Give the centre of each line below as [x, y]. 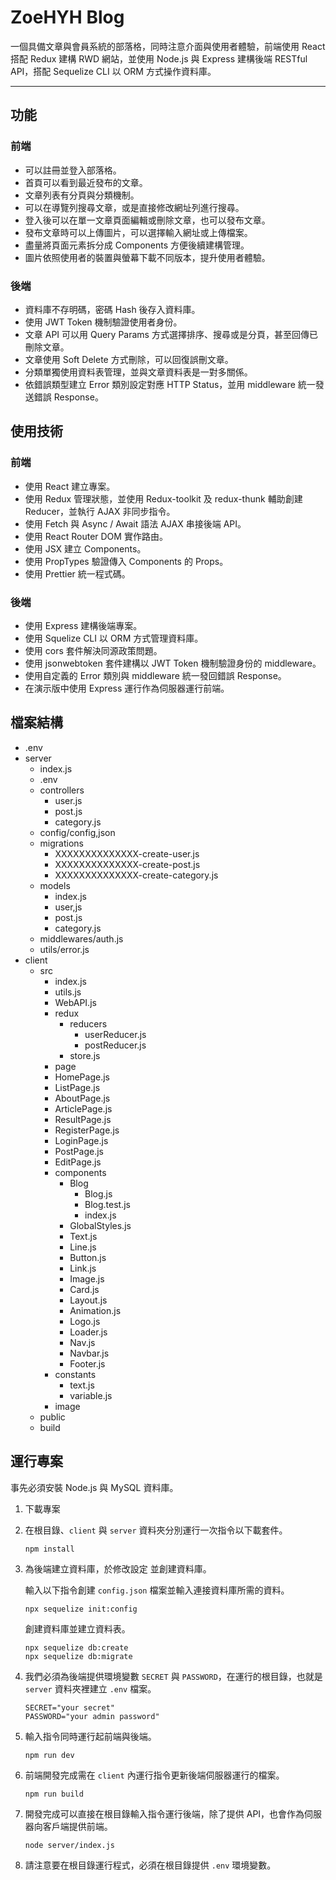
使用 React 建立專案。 [70, 486]
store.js [85, 1055]
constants [75, 1374]
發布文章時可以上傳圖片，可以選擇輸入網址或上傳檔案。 [138, 232]
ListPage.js [77, 1087]
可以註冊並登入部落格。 [73, 170]
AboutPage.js [82, 1098]
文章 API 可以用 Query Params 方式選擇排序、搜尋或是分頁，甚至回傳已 [171, 334]
